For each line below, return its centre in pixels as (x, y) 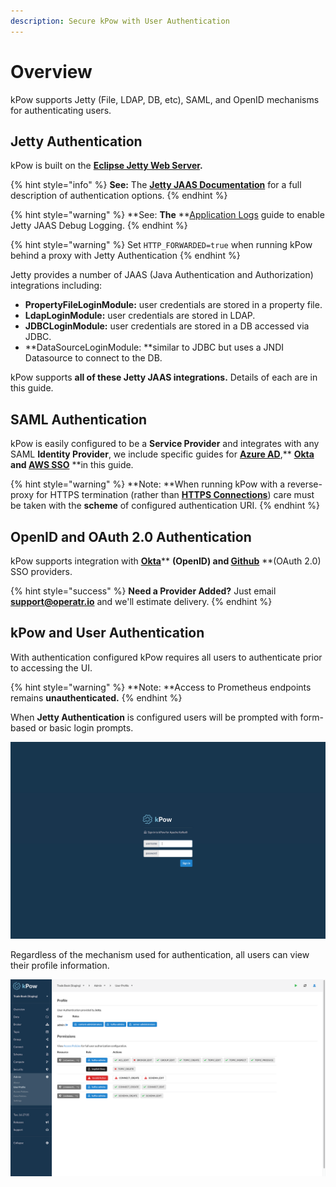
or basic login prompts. (86, 727)
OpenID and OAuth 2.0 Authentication (131, 536)
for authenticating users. (61, 110)
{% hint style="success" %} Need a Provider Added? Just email (143, 591)
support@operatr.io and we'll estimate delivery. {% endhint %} (141, 601)
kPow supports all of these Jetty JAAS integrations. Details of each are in (164, 377)
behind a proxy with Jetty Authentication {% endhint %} (125, 256)
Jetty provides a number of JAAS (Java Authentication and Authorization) (162, 275)
